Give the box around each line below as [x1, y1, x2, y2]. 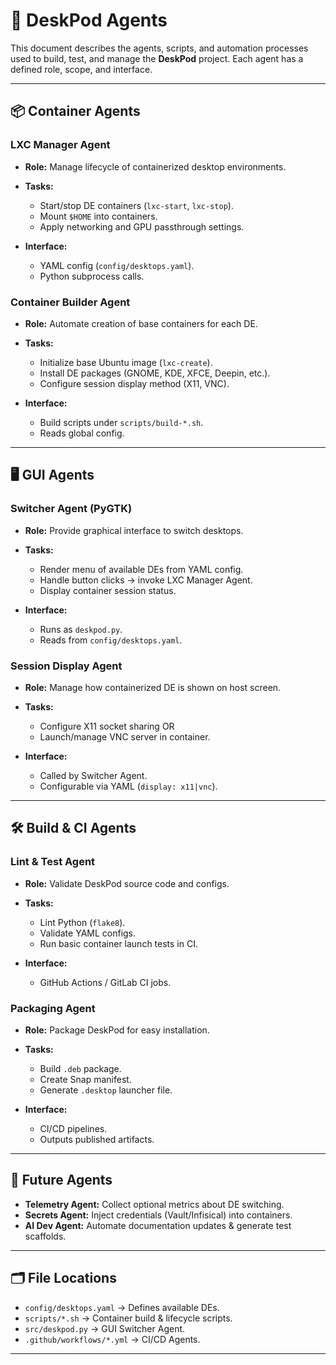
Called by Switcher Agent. [39, 769, 148, 781]
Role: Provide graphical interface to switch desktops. [24, 524, 244, 536]
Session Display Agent [10, 659, 123, 673]
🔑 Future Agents [10, 1172, 113, 1189]
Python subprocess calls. [39, 270, 145, 282]
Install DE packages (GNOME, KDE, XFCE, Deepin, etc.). [39, 367, 271, 379]
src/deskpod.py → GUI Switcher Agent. [24, 1322, 186, 1334]
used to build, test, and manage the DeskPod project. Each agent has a [10, 52, 304, 64]
